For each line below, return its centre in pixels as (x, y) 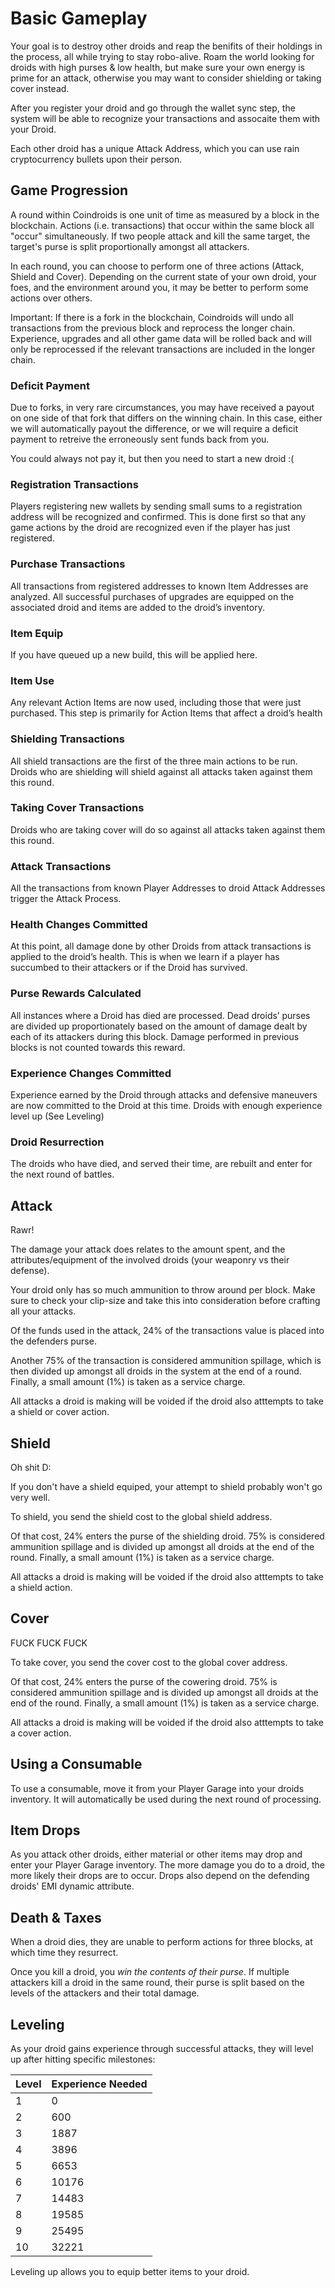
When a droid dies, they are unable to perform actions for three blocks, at (161, 1942)
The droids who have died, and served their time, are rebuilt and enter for (161, 1164)
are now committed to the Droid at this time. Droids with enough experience (166, 1106)
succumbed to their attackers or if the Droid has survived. (129, 968)
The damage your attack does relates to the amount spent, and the (148, 1249)
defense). (30, 1271)
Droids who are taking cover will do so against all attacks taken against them (168, 829)
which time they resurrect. (64, 1953)
